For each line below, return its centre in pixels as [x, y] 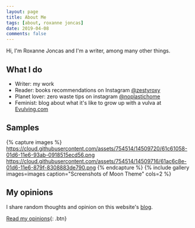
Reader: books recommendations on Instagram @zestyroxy [87, 90]
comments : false [26, 34]
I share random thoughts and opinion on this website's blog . [80, 207]
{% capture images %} [34, 142]
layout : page [22, 12]
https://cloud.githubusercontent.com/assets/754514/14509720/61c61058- [97, 148]
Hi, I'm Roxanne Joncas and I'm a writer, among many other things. [88, 51]
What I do [24, 69]
